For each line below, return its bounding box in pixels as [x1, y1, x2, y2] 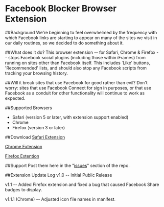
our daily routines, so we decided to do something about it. [5, 40, 124, 46]
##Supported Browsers [5, 105, 52, 111]
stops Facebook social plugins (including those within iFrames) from [8, 54, 146, 60]
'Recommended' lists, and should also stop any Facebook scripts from [5, 65, 147, 71]
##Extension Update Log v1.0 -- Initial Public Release [5, 172, 113, 178]
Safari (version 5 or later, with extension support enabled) [12, 114, 129, 120]
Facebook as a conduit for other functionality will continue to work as [5, 90, 145, 96]
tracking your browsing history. [5, 70, 68, 76]
